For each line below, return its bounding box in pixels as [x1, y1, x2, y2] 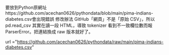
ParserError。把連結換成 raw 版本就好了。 [5, 29, 93, 34]
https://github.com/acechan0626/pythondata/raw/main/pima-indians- [17, 39, 164, 44]
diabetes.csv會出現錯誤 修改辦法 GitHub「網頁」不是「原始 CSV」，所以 [5, 16, 155, 22]
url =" [5, 39, 17, 44]
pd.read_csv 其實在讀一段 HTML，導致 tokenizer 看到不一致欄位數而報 [5, 22, 153, 28]
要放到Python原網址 [5, 5, 47, 10]
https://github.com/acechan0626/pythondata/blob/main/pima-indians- [5, 10, 153, 16]
